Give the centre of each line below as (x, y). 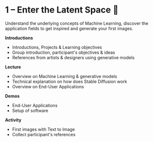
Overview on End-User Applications (48, 86)
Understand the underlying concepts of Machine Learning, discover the (77, 23)
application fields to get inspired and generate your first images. (69, 28)
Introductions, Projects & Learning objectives (57, 47)
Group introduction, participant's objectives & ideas (63, 52)
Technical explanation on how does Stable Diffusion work (69, 81)
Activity (13, 120)
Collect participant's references (44, 134)
